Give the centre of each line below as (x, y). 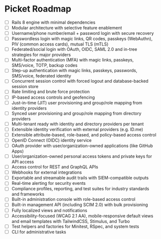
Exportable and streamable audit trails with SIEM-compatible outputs (80, 178)
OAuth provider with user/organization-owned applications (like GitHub (82, 146)
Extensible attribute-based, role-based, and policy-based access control (84, 134)
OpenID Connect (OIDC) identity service (51, 140)
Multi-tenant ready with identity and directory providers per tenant (78, 124)
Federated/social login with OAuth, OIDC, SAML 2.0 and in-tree (74, 49)
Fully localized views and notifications (49, 210)
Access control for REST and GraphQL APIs (55, 167)
